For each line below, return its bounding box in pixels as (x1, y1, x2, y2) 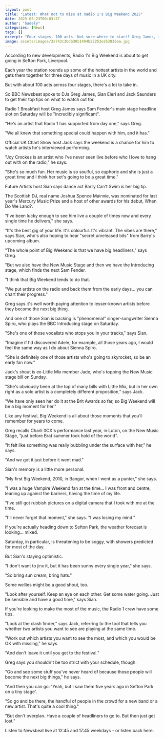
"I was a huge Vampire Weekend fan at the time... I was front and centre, (5, 485, 151, 491)
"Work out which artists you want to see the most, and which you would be (5, 635, 156, 641)
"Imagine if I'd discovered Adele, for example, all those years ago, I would (5, 339, 153, 345)
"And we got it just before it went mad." (5, 456, 84, 462)
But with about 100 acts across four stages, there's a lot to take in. (5, 82, 138, 87)
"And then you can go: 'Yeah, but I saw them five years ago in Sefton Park (5, 683, 154, 689)
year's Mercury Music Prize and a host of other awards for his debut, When (5, 198, 157, 204)
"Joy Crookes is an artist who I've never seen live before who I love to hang (5, 154, 156, 160)
